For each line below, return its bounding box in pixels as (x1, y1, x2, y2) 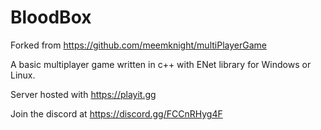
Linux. (10, 69, 36, 81)
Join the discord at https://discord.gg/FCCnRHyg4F (10, 107, 223, 120)
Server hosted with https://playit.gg (10, 88, 157, 100)
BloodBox (10, 6, 92, 29)
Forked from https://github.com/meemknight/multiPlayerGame (10, 39, 267, 51)
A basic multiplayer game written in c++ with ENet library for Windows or (10, 58, 312, 70)
